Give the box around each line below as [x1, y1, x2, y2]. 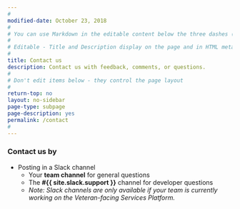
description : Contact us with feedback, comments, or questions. [7, 63, 206, 71]
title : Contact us [7, 57, 62, 64]
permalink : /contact [7, 116, 69, 123]
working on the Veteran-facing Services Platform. [28, 193, 175, 202]
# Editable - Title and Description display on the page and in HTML [7, 44, 219, 51]
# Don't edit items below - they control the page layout [7, 76, 184, 84]
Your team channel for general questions [28, 170, 150, 179]
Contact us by [7, 147, 57, 157]
